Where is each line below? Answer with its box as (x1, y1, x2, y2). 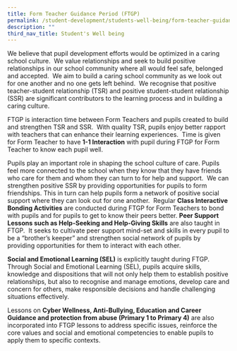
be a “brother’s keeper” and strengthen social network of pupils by (7, 234, 201, 242)
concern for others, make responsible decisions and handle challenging (7, 285, 216, 293)
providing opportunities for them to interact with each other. (7, 241, 181, 250)
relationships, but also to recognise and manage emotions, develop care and (7, 278, 230, 286)
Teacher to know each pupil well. (7, 145, 104, 154)
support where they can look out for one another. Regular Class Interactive (7, 197, 228, 205)
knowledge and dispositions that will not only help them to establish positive (7, 270, 229, 278)
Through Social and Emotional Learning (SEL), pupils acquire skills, (7, 262, 202, 271)
